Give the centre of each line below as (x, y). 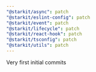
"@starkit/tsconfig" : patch (42, 40)
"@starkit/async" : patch (37, 12)
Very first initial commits (36, 62)
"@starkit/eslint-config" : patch (48, 17)
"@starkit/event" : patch (37, 23)
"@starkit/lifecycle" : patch (43, 28)
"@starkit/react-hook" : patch (44, 34)
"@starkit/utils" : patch (37, 46)
